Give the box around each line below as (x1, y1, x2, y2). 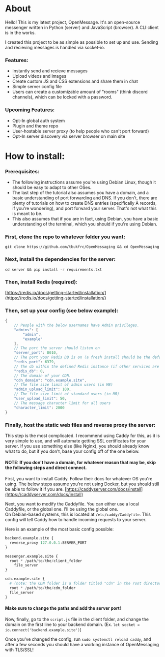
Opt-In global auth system (12, 118, 65, 124)
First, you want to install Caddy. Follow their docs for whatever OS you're (5, 476, 153, 482)
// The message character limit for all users (14, 401, 111, 406)
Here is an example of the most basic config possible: (5, 526, 114, 532)
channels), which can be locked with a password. (12, 94, 112, 100)
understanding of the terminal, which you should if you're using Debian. (12, 221, 158, 227)
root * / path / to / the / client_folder (9, 558, 82, 563)
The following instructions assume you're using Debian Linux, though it (12, 179, 156, 185)
